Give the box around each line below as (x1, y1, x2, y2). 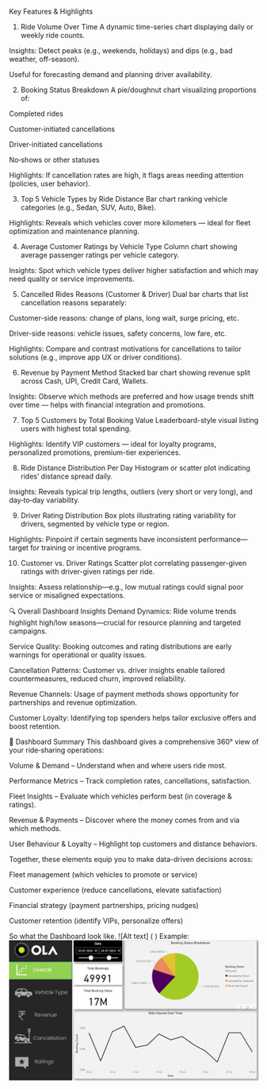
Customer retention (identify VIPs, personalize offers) (9, 916, 184, 925)
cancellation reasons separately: (20, 298, 128, 307)
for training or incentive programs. (29, 543, 142, 552)
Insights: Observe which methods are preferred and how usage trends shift (9, 392, 254, 401)
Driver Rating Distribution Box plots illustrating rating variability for (20, 511, 237, 520)
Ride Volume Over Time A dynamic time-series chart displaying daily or (20, 22, 254, 31)
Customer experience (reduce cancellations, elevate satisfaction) (9, 885, 223, 895)
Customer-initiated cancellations (9, 125, 116, 133)
